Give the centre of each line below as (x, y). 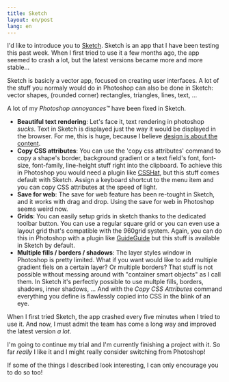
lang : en (19, 26)
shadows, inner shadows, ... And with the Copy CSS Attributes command (119, 289)
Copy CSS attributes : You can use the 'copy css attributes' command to (119, 151)
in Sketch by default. (46, 245)
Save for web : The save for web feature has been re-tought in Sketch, (116, 194)
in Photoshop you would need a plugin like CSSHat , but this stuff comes (118, 173)
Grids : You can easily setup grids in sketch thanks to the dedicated (111, 216)
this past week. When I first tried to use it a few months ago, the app (103, 53)
